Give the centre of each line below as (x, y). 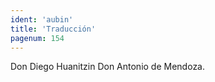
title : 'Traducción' (53, 29)
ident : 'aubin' (42, 19)
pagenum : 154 (37, 38)
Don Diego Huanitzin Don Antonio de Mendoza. (108, 67)
